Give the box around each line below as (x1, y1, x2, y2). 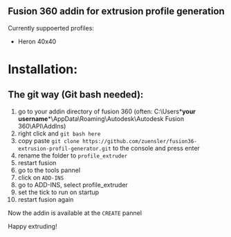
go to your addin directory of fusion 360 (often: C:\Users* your (17, 107, 196, 115)
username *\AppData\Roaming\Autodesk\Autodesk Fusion (17, 114, 185, 123)
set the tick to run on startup (17, 188, 100, 196)
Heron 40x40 (17, 37, 57, 46)
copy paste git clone (17, 136, 80, 144)
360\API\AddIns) (17, 122, 66, 130)
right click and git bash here (17, 129, 101, 138)
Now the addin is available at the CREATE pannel (8, 209, 142, 217)
